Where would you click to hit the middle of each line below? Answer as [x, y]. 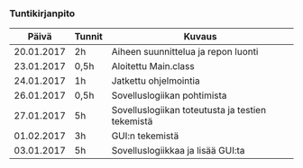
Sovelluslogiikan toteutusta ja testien [189, 111]
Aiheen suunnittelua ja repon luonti [185, 52]
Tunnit [89, 37]
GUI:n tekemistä [145, 136]
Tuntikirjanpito [42, 13]
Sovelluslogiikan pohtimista [169, 95]
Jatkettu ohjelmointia [156, 81]
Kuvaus [200, 37]
